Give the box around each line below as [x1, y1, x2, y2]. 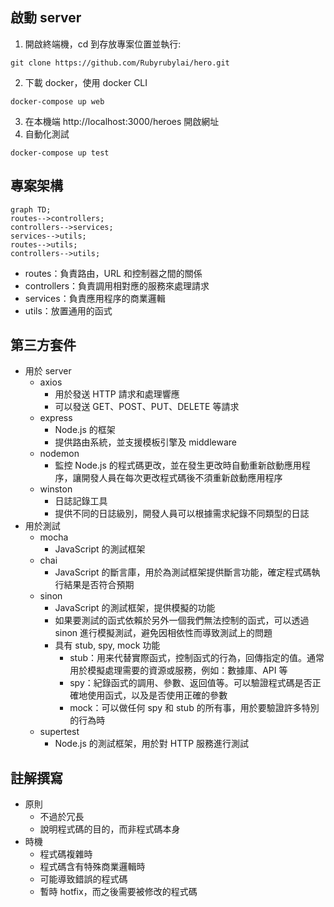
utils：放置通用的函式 [24, 304, 113, 317]
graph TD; [10, 204, 52, 215]
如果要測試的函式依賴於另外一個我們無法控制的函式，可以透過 [54, 614, 310, 627]
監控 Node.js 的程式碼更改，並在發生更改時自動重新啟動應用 [54, 459, 302, 472]
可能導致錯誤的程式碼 [39, 873, 128, 885]
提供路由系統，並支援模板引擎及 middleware [54, 436, 237, 448]
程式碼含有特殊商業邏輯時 [39, 861, 146, 873]
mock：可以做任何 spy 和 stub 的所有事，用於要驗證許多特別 [69, 702, 320, 714]
